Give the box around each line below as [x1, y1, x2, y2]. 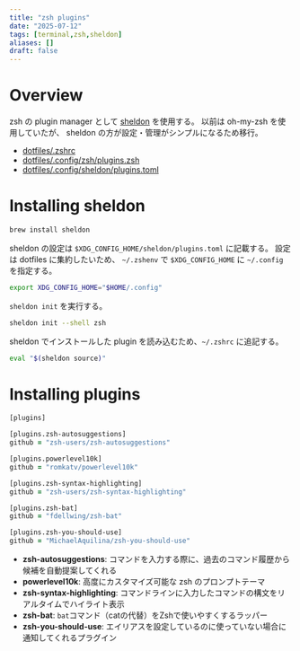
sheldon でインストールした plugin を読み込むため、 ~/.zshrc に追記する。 [9, 336, 284, 347]
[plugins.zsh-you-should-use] [9, 528, 123, 537]
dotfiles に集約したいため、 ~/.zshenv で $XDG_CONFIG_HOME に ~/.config [19, 253, 284, 265]
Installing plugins [9, 383, 141, 404]
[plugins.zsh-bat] [9, 504, 78, 513]
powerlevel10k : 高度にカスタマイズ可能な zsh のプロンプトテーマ [22, 576, 266, 587]
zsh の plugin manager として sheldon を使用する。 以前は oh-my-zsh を [9, 116, 278, 127]
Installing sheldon [9, 196, 146, 216]
